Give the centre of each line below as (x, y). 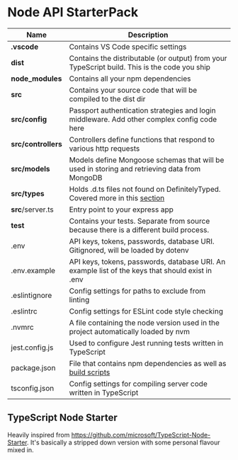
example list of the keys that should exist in (141, 270)
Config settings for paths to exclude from (137, 291)
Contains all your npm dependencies (130, 79)
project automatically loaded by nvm (129, 331)
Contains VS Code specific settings (128, 47)
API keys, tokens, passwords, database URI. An (147, 261)
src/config (29, 119)
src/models (31, 168)
